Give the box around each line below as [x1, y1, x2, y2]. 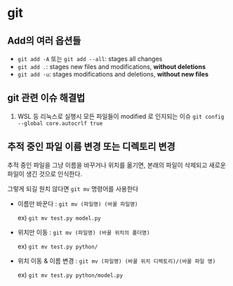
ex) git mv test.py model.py [17, 213, 101, 222]
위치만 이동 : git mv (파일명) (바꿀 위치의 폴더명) [17, 228, 150, 236]
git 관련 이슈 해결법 [7, 92, 86, 104]
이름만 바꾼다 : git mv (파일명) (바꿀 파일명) [17, 199, 138, 208]
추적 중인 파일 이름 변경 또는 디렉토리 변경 [7, 141, 175, 152]
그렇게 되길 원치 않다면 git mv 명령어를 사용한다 [7, 184, 139, 193]
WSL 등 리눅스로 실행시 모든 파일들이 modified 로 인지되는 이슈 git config [17, 112, 225, 120]
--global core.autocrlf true [17, 119, 103, 127]
